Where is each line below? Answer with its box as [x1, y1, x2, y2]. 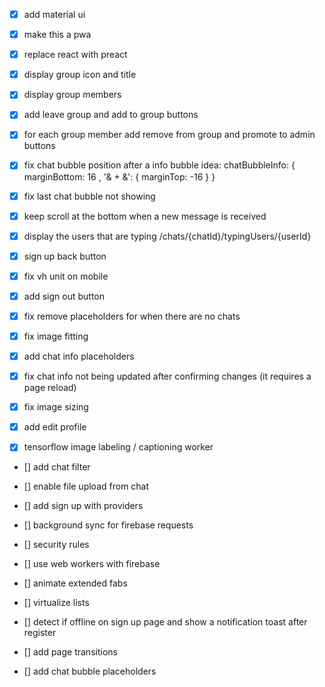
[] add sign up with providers [23, 500, 144, 512]
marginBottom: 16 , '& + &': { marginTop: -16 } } [23, 170, 216, 183]
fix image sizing [23, 401, 89, 413]
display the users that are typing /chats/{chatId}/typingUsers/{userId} [23, 230, 312, 242]
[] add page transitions [23, 646, 118, 658]
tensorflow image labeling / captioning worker [23, 441, 214, 453]
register [23, 627, 57, 639]
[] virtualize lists [23, 597, 90, 609]
